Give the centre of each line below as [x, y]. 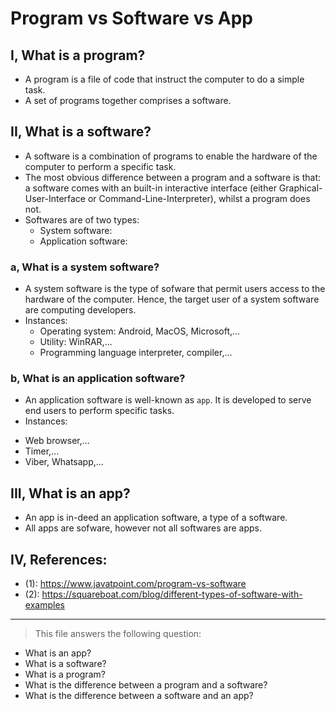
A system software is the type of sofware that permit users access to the [175, 289]
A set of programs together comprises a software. [128, 100]
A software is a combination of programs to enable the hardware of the [171, 156]
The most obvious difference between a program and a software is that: [173, 177]
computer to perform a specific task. [100, 166]
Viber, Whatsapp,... [64, 462]
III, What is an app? [70, 493]
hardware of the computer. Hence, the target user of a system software [172, 299]
